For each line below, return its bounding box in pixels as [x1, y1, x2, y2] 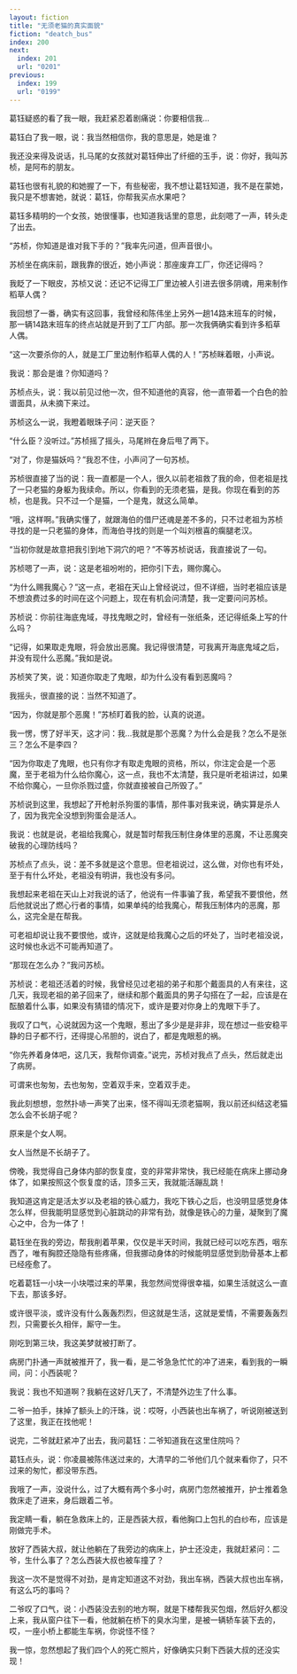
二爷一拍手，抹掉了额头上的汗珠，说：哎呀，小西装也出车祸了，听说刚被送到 [9, 1404, 288, 1415]
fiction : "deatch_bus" [9, 29, 93, 38]
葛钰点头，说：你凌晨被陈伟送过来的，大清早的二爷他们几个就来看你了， [9, 1453, 272, 1464]
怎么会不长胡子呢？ [9, 1109, 80, 1120]
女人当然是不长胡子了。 [9, 1146, 95, 1157]
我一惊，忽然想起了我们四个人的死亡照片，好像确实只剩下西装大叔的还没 [9, 1644, 272, 1654]
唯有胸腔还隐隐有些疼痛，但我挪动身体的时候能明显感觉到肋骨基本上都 [32, 1248, 288, 1258]
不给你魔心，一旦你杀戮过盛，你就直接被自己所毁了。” [9, 779, 203, 790]
